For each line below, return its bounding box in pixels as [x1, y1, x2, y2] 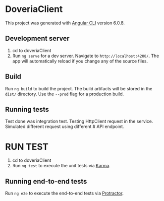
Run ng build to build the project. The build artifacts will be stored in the [5, 85, 153, 91]
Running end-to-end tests [5, 177, 87, 186]
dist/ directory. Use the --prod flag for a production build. [5, 91, 124, 97]
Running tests [5, 105, 50, 114]
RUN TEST [5, 141, 49, 152]
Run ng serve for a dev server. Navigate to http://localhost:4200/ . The [12, 53, 160, 59]
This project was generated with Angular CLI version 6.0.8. [5, 20, 125, 26]
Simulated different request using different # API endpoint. [5, 124, 124, 130]
